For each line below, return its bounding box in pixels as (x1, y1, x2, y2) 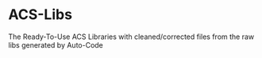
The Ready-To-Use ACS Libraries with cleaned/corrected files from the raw (8, 32, 255, 41)
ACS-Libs (8, 6, 73, 24)
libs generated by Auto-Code (8, 40, 103, 49)
